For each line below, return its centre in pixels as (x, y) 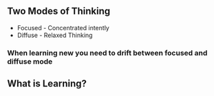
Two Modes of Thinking (59, 11)
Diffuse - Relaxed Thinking (55, 35)
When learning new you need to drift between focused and (107, 53)
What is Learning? (47, 84)
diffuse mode (30, 61)
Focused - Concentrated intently (63, 27)
